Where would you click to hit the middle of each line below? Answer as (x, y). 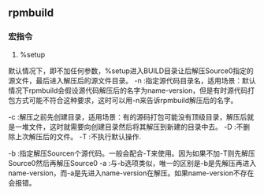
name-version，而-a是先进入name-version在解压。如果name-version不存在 (131, 173)
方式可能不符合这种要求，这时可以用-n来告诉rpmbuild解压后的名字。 (126, 100)
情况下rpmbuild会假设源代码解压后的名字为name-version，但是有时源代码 (128, 90)
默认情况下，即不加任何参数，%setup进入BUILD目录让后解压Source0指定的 (131, 71)
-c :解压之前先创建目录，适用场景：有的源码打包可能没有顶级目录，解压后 (128, 116)
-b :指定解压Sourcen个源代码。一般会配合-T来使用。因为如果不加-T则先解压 (132, 153)
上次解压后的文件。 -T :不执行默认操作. (78, 136)
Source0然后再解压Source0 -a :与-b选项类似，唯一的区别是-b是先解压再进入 (132, 163)
